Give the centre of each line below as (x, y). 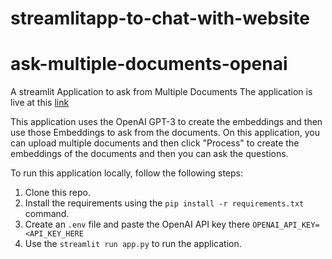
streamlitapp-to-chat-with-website (160, 18)
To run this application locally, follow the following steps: (126, 173)
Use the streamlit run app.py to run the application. (133, 244)
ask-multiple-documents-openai (149, 64)
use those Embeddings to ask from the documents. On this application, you (165, 133)
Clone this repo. (57, 193)
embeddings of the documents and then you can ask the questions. (149, 154)
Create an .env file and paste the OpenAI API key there (137, 224)
